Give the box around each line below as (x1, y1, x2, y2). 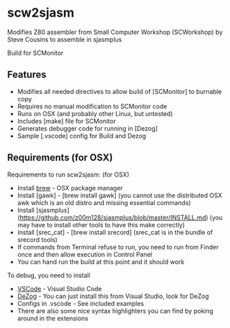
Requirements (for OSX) (7, 151, 113, 164)
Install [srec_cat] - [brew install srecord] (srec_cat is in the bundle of (17, 228, 213, 236)
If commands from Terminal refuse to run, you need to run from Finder (17, 243, 219, 251)
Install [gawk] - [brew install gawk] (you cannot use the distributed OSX (17, 191, 222, 199)
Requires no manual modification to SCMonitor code (17, 102, 167, 110)
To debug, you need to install (7, 271, 90, 279)
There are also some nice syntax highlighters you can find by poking (17, 306, 214, 315)
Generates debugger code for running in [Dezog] (17, 124, 158, 133)
